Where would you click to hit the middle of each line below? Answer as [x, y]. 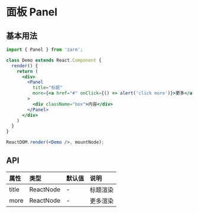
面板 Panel [32, 12]
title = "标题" [48, 88]
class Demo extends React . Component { [54, 60]
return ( [27, 71]
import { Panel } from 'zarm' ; [45, 50]
